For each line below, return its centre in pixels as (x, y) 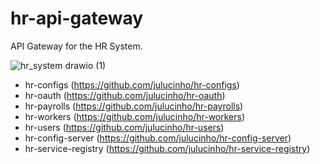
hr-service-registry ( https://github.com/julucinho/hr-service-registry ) (167, 148)
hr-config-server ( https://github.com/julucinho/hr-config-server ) (158, 138)
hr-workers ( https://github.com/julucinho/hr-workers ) (135, 116)
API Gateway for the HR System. (76, 46)
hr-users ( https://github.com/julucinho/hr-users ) (124, 127)
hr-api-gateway (77, 18)
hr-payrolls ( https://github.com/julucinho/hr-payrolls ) (134, 106)
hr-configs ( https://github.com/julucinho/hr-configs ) (132, 84)
